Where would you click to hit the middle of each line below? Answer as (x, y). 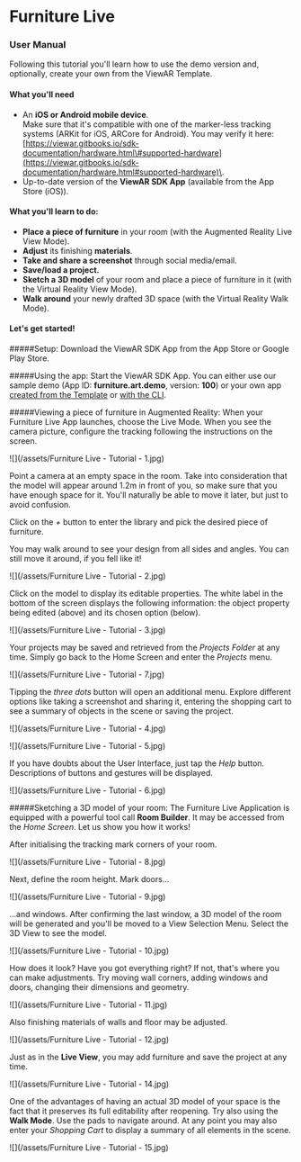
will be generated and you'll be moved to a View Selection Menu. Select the (149, 923)
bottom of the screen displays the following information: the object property (150, 603)
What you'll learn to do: (54, 212)
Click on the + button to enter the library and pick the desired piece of (138, 522)
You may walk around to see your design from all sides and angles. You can (149, 549)
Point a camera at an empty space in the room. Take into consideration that (148, 476)
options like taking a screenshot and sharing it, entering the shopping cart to (150, 702)
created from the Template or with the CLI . (88, 395)
